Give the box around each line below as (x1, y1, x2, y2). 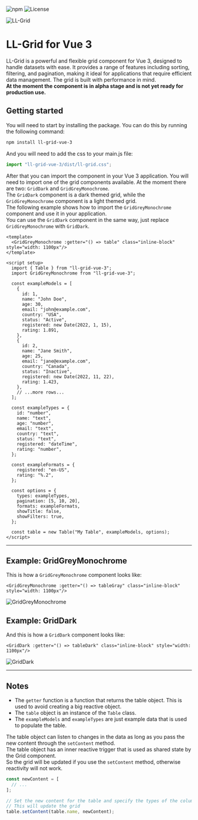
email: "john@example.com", (21, 306, 91, 312)
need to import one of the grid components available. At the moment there (6, 178, 187, 186)
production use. (6, 89, 46, 96)
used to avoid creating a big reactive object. (14, 703, 122, 710)
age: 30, (21, 301, 44, 307)
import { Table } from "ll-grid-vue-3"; (11, 265, 112, 271)
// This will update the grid (6, 803, 81, 809)
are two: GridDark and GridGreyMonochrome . (6, 185, 110, 192)
